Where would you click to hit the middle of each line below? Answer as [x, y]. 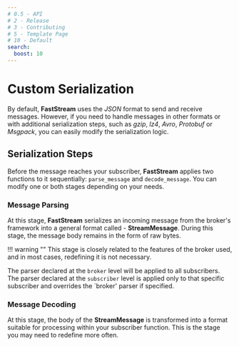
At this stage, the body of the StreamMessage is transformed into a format [118, 320]
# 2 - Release [29, 21]
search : [19, 47]
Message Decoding [42, 304]
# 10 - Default [30, 41]
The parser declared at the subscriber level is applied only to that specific [116, 278]
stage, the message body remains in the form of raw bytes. [94, 235]
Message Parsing [38, 205]
